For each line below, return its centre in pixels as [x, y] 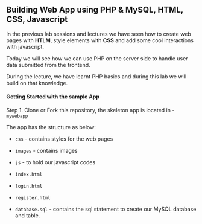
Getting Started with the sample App [53, 97]
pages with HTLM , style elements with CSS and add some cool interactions [100, 40]
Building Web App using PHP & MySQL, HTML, [95, 10]
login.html [29, 187]
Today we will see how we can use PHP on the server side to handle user [97, 58]
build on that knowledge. [37, 83]
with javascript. [25, 46]
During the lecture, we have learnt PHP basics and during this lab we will [96, 76]
